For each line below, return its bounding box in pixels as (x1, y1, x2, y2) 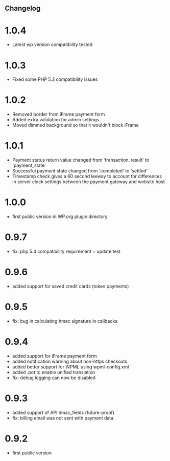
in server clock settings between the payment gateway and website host (12, 179, 165, 185)
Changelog (5, 4, 41, 13)
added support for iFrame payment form (12, 353, 98, 359)
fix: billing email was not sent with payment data (12, 414, 114, 421)
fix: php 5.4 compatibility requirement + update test (12, 248, 121, 255)
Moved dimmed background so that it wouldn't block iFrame (12, 122, 139, 128)
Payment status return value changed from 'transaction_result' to (12, 157, 150, 163)
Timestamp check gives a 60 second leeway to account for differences (12, 173, 162, 180)
